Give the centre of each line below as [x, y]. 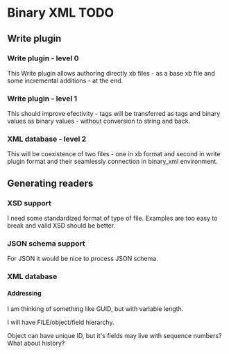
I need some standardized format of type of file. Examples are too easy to [112, 218]
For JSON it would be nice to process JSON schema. [83, 259]
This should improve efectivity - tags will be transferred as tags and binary [114, 114]
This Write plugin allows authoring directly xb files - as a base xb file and [111, 73]
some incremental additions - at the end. [65, 81]
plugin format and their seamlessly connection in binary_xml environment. [113, 162]
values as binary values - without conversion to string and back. [99, 121]
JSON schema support [46, 244]
